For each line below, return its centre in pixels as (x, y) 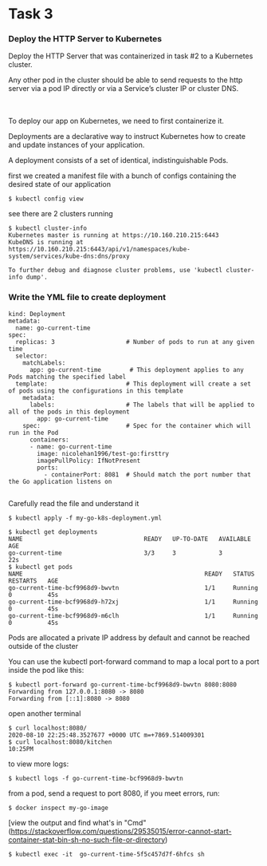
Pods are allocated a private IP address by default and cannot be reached (129, 637)
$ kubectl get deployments (53, 532)
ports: (48, 468)
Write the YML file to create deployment (87, 298)
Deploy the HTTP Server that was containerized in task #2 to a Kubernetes (131, 56)
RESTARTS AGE (33, 581)
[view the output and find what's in (65, 822)
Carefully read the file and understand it (74, 503)
